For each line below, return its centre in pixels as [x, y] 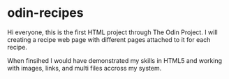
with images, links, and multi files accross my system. [84, 68]
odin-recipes [45, 13]
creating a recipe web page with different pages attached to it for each [109, 39]
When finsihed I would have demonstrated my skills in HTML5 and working [114, 60]
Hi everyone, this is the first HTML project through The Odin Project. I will [112, 32]
